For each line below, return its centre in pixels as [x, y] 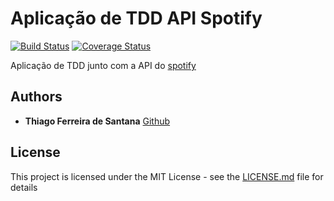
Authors [36, 97]
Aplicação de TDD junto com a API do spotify [103, 65]
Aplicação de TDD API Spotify [136, 18]
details [24, 187]
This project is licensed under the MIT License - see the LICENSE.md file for [167, 176]
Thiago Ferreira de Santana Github [97, 121]
